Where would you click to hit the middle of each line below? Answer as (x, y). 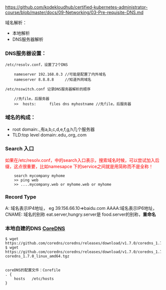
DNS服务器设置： (26, 53)
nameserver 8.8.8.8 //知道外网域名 (53, 80)
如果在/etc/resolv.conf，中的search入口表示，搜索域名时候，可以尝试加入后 (82, 160)
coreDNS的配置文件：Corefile (33, 270)
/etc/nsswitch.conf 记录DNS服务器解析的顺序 (48, 89)
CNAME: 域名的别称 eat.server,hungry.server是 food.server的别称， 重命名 (81, 214)
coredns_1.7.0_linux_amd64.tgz (37, 256)
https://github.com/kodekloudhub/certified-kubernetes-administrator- (77, 7)
